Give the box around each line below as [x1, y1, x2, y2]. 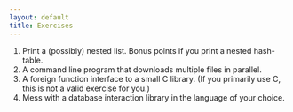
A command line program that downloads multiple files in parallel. [21, 63, 262, 75]
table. [21, 55, 44, 65]
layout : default [9, 12, 69, 22]
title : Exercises [9, 21, 74, 30]
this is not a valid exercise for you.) [21, 83, 151, 93]
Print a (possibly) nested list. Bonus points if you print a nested [21, 45, 252, 56]
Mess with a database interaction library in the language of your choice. [21, 92, 286, 102]
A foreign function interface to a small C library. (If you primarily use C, [21, 73, 281, 84]
